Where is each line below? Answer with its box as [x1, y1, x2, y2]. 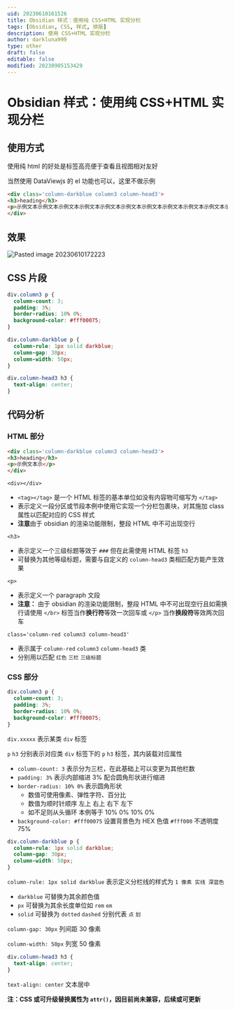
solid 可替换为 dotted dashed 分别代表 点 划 [17, 910, 141, 918]
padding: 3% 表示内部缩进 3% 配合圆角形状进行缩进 [17, 773, 166, 781]
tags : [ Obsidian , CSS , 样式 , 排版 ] [7, 23, 107, 30]
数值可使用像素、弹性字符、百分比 [27, 791, 127, 799]
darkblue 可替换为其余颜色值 [17, 893, 100, 901]
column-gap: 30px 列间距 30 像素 [7, 925, 101, 933]
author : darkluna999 [7, 36, 68, 43]
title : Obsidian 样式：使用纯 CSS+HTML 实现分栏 [7, 17, 141, 24]
